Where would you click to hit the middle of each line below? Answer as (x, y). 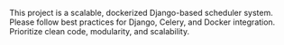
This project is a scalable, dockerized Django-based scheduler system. (141, 13)
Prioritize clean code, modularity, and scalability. (100, 31)
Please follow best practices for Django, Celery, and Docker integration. (142, 22)
